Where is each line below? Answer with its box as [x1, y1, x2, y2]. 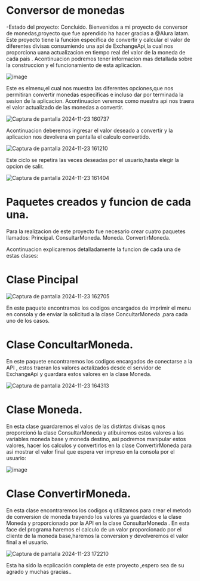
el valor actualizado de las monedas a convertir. [6, 103, 124, 111]
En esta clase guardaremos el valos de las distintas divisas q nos [6, 423, 166, 430]
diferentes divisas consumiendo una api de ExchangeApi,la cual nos [6, 42, 174, 50]
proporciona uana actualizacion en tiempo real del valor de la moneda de [6, 48, 186, 56]
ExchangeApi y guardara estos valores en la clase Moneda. [6, 370, 152, 377]
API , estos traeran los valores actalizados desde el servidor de [6, 364, 161, 371]
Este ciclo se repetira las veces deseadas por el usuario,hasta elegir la [6, 156, 179, 163]
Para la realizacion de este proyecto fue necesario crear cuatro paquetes [6, 228, 186, 235]
